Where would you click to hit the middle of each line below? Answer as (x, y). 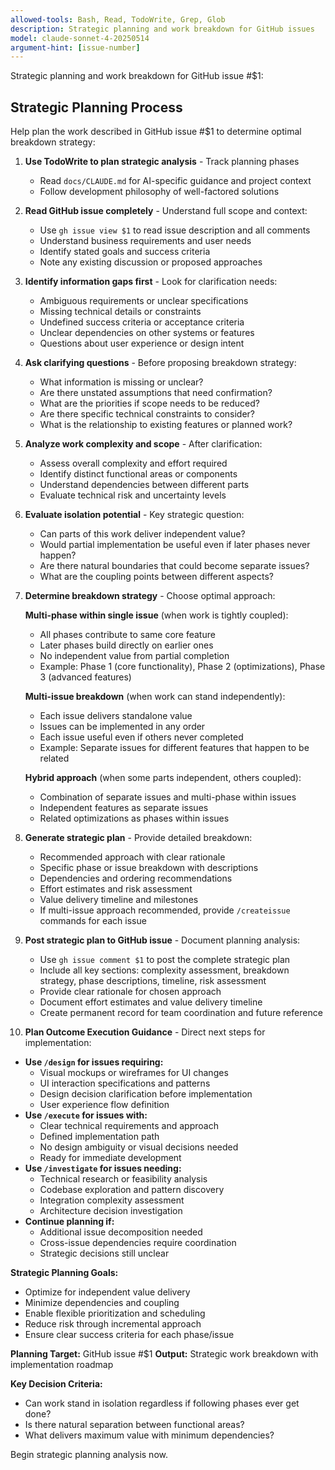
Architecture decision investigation (111, 1211)
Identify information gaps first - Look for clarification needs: (151, 282)
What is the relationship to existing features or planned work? (166, 425)
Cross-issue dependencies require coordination (138, 1243)
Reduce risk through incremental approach (113, 1324)
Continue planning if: (69, 1222)
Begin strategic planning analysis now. (89, 1455)
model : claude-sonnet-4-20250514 (80, 38)
